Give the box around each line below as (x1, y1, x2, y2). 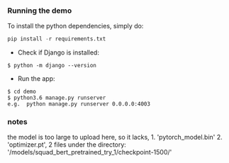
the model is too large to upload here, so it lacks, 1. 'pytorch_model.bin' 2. (7, 133, 223, 142)
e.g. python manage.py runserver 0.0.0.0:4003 (7, 101, 151, 108)
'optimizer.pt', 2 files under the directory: (7, 140, 126, 149)
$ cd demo (7, 88, 37, 96)
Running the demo (7, 6, 72, 16)
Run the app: (17, 74, 55, 83)
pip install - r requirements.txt (7, 35, 106, 43)
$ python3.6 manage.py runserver (7, 94, 106, 101)
